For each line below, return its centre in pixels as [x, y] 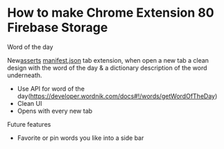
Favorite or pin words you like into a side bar [80, 138]
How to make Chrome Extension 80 [111, 13]
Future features [29, 124]
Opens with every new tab [55, 111]
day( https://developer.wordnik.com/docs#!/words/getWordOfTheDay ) [117, 96]
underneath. [25, 75]
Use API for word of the [51, 88]
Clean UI [29, 103]
